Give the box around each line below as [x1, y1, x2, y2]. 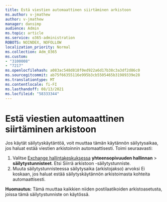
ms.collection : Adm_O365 [5, 49, 57, 54]
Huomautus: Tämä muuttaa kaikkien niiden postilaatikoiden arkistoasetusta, [5, 186, 162, 192]
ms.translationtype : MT [5, 77, 55, 82]
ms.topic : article [5, 31, 44, 36]
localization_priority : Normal [5, 45, 71, 50]
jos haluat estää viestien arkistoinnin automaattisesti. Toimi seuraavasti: [5, 145, 153, 151]
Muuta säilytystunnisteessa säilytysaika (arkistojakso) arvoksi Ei [12, 166, 145, 172]
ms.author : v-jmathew [5, 12, 51, 17]
